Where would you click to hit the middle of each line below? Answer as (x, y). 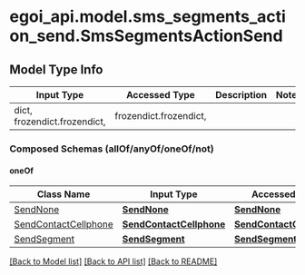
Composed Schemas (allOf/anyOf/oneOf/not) (112, 149)
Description (241, 95)
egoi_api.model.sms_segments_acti (148, 17)
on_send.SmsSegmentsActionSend (146, 36)
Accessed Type (160, 95)
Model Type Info (56, 69)
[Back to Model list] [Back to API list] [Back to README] (113, 261)
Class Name (64, 194)
